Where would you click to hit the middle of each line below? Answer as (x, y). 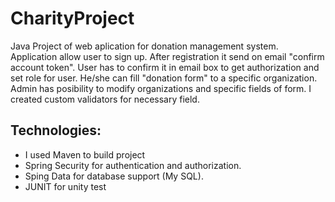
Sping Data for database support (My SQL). (114, 176)
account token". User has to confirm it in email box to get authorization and (165, 67)
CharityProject (72, 18)
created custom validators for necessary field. (105, 99)
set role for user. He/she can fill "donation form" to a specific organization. (164, 78)
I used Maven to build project (85, 154)
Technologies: (56, 130)
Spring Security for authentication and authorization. (133, 165)
